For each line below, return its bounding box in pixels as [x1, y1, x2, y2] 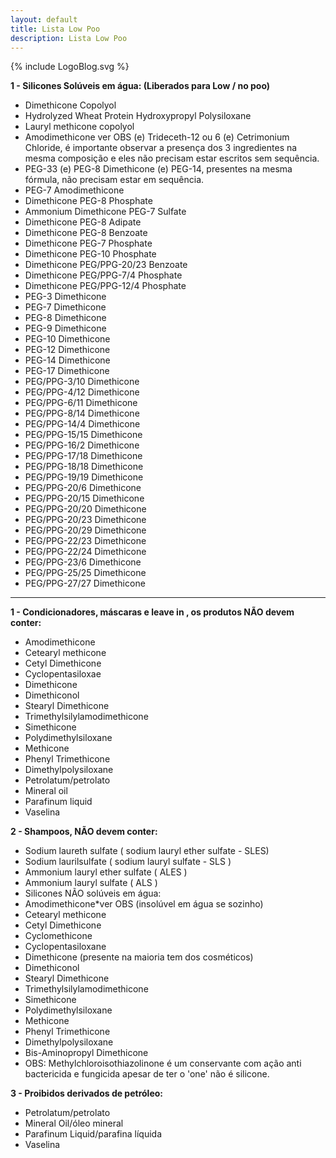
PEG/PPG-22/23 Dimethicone [24, 535, 147, 547]
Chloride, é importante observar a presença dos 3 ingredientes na [24, 142, 298, 154]
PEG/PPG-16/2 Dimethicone [24, 439, 140, 451]
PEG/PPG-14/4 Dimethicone [24, 418, 141, 430]
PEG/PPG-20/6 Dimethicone [24, 482, 142, 494]
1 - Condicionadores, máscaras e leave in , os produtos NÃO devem [10, 606, 295, 618]
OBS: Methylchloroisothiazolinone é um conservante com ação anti [24, 1057, 302, 1070]
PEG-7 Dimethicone [24, 301, 107, 313]
